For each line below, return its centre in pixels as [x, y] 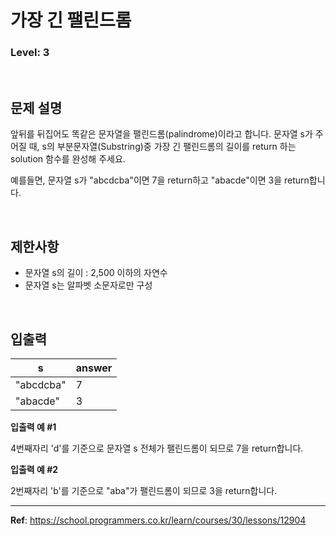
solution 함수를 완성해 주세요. [68, 159]
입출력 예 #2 [34, 469]
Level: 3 [30, 53]
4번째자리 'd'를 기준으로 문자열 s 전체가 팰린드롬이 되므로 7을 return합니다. [157, 448]
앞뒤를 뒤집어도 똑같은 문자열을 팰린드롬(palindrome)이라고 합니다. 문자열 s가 [161, 134]
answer [94, 368]
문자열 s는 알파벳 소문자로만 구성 [88, 285]
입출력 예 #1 [33, 427]
